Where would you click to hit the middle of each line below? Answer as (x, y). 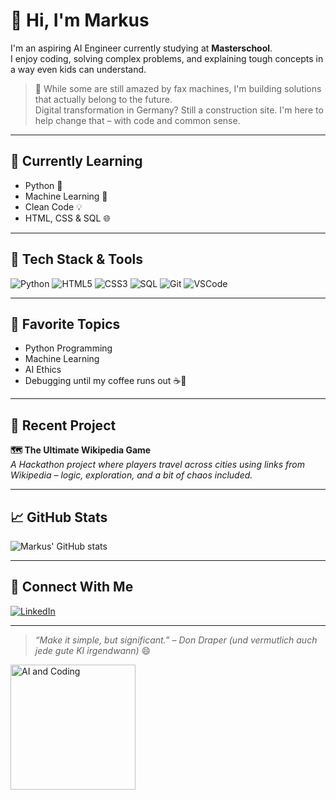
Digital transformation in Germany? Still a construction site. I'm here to (179, 110)
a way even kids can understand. (78, 69)
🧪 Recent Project (63, 425)
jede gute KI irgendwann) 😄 (93, 650)
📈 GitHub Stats (59, 517)
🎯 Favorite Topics (65, 324)
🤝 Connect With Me (72, 587)
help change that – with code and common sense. (137, 120)
